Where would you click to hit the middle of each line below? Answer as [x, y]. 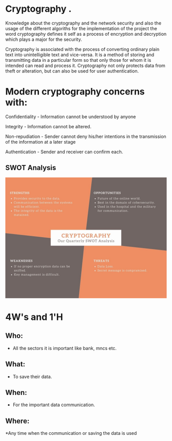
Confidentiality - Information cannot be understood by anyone [71, 117]
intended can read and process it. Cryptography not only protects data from [85, 65]
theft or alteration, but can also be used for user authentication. [72, 71]
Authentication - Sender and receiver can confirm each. [64, 152]
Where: [17, 421]
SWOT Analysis [31, 168]
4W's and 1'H [34, 317]
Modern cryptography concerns [75, 92]
